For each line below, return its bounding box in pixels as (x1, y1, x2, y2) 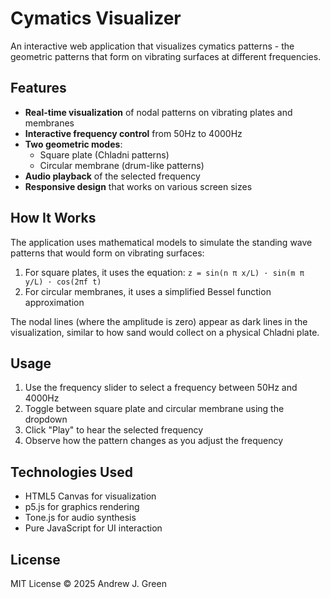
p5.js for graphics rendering (24, 501, 140, 513)
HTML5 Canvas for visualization (24, 490, 157, 502)
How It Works (10, 210, 97, 227)
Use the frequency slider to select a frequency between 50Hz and (24, 382, 298, 394)
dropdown (24, 413, 68, 426)
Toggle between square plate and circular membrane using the (24, 403, 285, 415)
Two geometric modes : (24, 138, 123, 150)
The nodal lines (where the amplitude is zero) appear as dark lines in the (10, 315, 308, 327)
